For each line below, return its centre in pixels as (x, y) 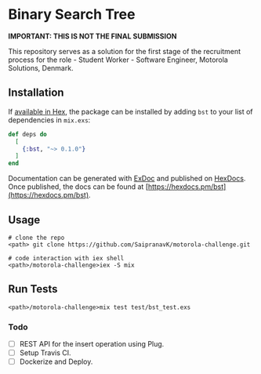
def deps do (27, 134)
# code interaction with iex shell (66, 258)
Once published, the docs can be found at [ (78, 187)
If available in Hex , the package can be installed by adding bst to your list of (130, 111)
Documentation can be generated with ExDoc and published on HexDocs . (127, 179)
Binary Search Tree (72, 15)
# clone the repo (36, 238)
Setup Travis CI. (45, 353)
